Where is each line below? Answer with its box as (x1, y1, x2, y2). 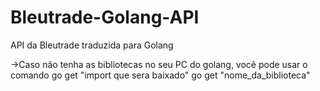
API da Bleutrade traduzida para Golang (10, 39, 174, 51)
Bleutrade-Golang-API (10, 6, 200, 29)
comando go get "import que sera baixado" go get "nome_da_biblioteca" (10, 69, 311, 81)
